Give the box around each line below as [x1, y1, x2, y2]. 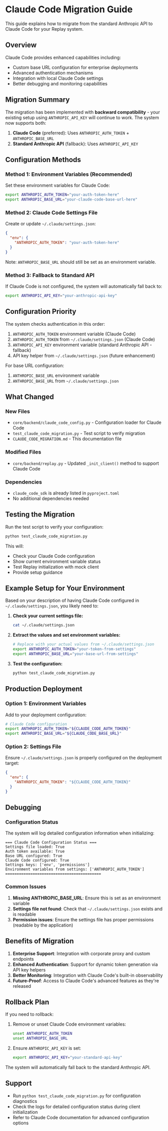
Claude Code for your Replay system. [5, 26, 84, 32]
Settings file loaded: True [5, 845, 65, 850]
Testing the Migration [5, 510, 75, 519]
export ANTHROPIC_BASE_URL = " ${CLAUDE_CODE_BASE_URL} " [5, 731, 122, 736]
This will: [5, 543, 24, 549]
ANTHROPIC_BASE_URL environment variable [12, 372, 100, 378]
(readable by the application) [12, 922, 74, 928]
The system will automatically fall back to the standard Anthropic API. [5, 1065, 151, 1071]
